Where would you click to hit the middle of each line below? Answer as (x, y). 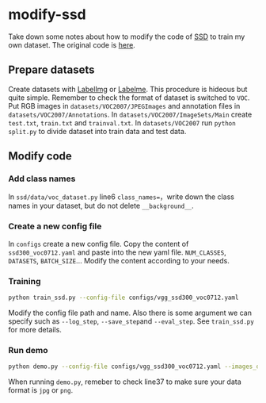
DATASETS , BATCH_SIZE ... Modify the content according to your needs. (119, 260)
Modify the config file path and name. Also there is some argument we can (130, 313)
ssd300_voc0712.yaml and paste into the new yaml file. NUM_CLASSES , (118, 252)
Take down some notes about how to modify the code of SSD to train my (127, 36)
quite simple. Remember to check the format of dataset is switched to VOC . (129, 98)
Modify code (40, 156)
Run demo (28, 350)
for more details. (35, 329)
